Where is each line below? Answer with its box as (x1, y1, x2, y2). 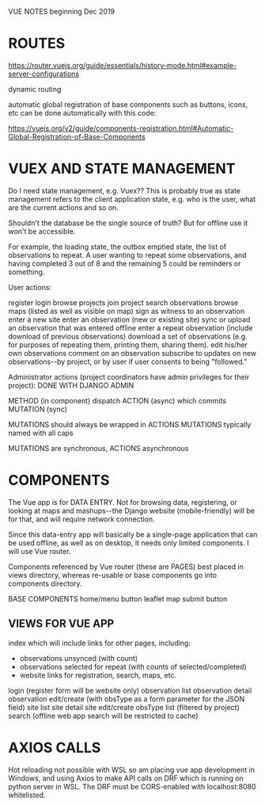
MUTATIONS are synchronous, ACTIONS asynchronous (8, 443, 189, 453)
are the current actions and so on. (8, 202, 119, 212)
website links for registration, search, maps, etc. (19, 670, 176, 680)
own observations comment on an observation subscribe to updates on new (8, 348, 257, 357)
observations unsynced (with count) (19, 653, 138, 663)
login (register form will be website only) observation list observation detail (8, 686, 252, 695)
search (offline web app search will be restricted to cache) (8, 711, 199, 720)
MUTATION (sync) (8, 404, 67, 414)
